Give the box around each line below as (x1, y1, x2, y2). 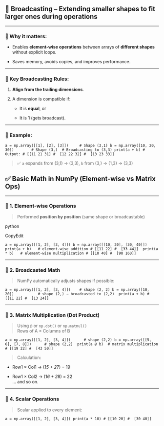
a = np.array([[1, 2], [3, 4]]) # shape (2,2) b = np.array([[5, (5, 337, 152, 343)
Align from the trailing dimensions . (12, 87, 84, 93)
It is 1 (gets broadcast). (19, 115, 66, 121)
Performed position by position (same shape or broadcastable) (17, 213, 145, 219)
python (5, 223, 20, 229)
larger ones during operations (5, 13, 98, 21)
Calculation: (17, 355, 41, 360)
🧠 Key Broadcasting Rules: (5, 75, 69, 82)
